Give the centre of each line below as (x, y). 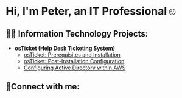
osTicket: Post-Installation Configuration (74, 61)
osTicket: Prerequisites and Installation (72, 55)
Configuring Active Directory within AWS (75, 68)
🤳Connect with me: (43, 87)
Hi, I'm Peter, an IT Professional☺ (92, 11)
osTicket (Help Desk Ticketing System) (65, 48)
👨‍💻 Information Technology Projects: (77, 34)
